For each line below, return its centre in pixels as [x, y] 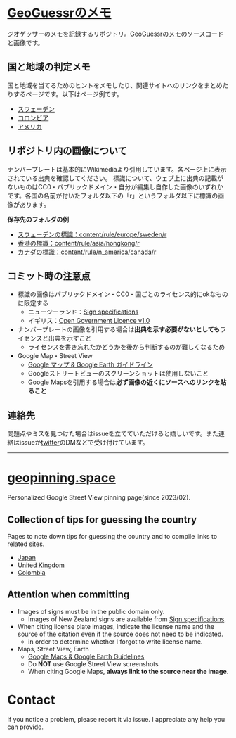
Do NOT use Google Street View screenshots [93, 663]
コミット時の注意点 [49, 276]
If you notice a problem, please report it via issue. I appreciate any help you [116, 719]
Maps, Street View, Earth [53, 649]
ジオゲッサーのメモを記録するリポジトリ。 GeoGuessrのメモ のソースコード [116, 34]
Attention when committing [68, 595]
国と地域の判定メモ [49, 67]
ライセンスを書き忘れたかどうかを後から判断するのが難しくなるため [126, 347]
